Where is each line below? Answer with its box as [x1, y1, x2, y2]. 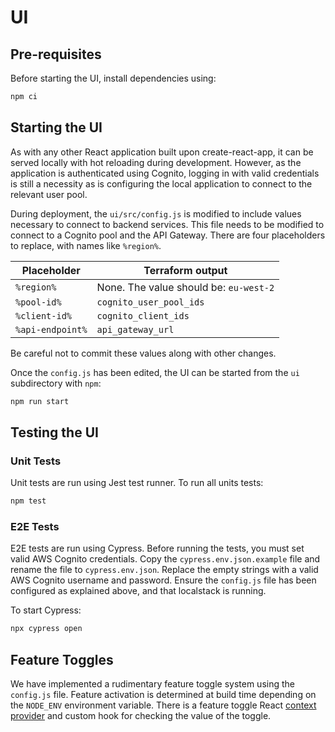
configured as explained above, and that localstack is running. [10, 585, 267, 597]
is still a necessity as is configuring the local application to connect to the [10, 177, 313, 190]
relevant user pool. [10, 188, 88, 200]
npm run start [10, 396, 70, 406]
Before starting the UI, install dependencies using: [10, 72, 217, 84]
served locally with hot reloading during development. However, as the [10, 156, 302, 168]
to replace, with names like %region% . [10, 239, 162, 251]
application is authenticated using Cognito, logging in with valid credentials [10, 167, 320, 179]
